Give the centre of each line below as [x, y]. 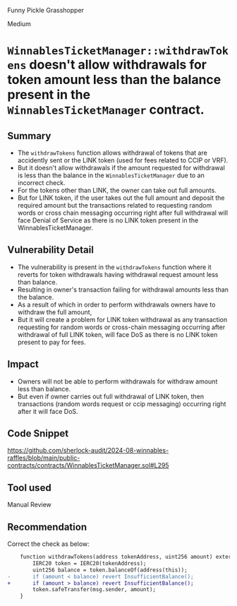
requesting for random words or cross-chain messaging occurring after [121, 327]
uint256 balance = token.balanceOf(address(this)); [110, 570]
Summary [29, 136]
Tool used [29, 488]
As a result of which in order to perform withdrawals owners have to [116, 304]
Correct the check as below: [48, 544]
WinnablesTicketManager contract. [106, 110]
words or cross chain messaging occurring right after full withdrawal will [122, 213]
